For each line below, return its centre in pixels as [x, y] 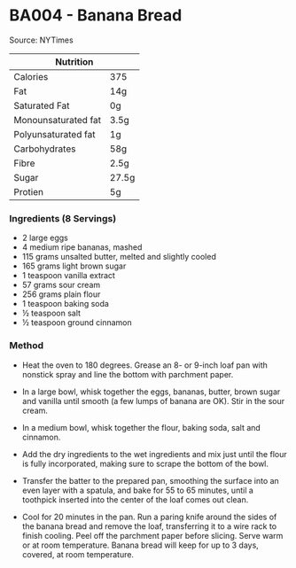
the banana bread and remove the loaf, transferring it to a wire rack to [149, 526]
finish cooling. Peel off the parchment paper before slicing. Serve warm [152, 535]
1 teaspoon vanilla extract [68, 276]
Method [27, 346]
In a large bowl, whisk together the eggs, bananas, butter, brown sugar [151, 392]
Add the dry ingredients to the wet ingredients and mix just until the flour [154, 454]
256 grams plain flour [61, 294]
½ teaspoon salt [51, 313]
